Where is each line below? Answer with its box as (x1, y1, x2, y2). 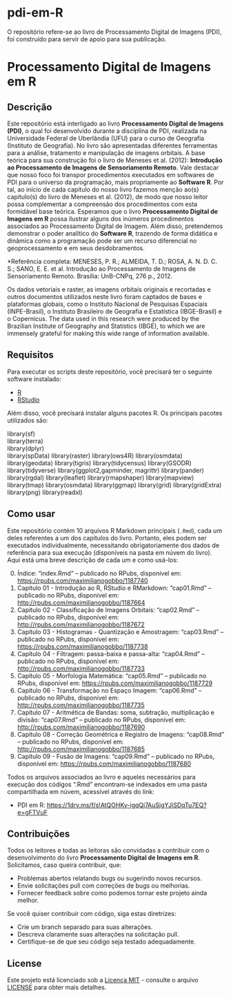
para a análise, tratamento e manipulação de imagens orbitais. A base (7, 148, 205, 156)
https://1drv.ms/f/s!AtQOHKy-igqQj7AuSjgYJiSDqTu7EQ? (46, 801, 207, 809)
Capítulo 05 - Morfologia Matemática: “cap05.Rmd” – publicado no (17, 671, 207, 680)
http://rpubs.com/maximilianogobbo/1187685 (17, 744, 145, 753)
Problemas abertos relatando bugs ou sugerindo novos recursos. (17, 874, 202, 883)
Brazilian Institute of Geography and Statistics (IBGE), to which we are (7, 322, 205, 330)
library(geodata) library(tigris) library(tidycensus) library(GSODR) (7, 458, 192, 467)
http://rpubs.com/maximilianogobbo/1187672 (17, 620, 145, 629)
